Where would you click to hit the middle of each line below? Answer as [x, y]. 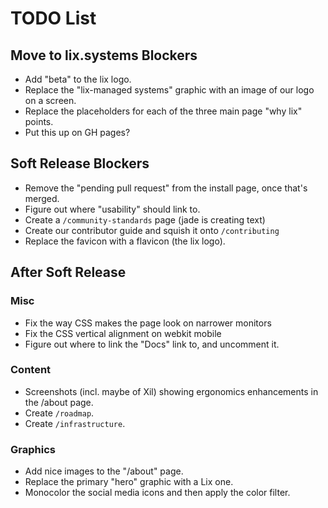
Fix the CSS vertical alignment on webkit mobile [123, 333]
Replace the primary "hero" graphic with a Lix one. [129, 482]
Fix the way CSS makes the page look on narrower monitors [148, 323]
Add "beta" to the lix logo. [78, 79]
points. [39, 121]
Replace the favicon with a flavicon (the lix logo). [125, 241]
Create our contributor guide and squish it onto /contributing [152, 230]
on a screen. [50, 100]
